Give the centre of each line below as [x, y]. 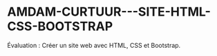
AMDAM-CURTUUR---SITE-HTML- [109, 12]
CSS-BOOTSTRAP [60, 26]
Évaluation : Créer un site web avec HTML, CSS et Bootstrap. [94, 45]
